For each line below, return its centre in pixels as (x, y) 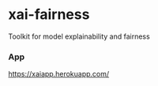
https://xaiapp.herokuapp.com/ (59, 74)
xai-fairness (49, 15)
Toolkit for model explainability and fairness (79, 36)
